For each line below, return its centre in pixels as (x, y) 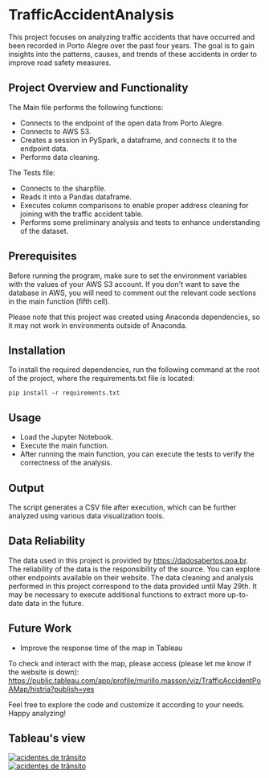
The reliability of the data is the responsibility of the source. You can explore (134, 569)
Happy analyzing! (37, 713)
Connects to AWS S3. (55, 131)
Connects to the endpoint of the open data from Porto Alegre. (122, 123)
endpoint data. (44, 148)
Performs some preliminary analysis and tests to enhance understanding (140, 222)
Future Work (40, 629)
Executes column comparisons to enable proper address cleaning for (134, 205)
